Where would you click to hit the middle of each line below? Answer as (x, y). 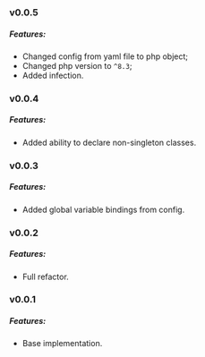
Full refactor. (45, 276)
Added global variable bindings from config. (103, 209)
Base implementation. (62, 344)
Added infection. (53, 75)
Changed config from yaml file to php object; (105, 56)
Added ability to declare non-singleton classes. (109, 142)
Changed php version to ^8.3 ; (77, 65)
